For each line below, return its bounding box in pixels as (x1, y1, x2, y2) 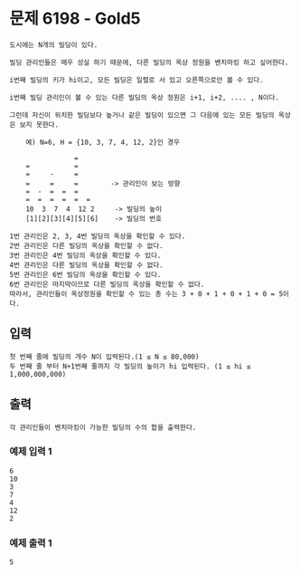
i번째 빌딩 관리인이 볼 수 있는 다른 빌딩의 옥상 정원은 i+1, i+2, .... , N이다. (9, 92, 280, 102)
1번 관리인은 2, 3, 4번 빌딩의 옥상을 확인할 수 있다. (9, 232, 186, 241)
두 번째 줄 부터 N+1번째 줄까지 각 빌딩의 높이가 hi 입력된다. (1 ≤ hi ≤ (9, 361, 251, 371)
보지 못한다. (19, 120, 60, 129)
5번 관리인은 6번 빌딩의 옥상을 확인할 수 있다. (9, 270, 162, 279)
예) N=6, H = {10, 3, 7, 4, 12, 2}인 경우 (25, 138, 181, 147)
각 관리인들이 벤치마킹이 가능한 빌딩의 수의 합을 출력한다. (9, 423, 197, 432)
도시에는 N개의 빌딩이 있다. (9, 40, 98, 50)
